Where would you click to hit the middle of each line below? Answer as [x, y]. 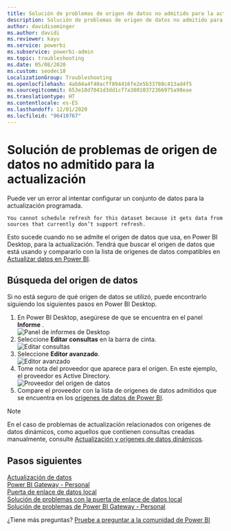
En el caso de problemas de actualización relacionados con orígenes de [109, 424]
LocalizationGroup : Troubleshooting [59, 77]
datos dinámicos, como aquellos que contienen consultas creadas [101, 432]
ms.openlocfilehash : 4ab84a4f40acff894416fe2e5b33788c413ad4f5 [100, 84]
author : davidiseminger [41, 26]
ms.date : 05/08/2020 [37, 65]
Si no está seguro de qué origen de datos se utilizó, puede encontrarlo [107, 297]
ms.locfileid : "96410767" [44, 116]
